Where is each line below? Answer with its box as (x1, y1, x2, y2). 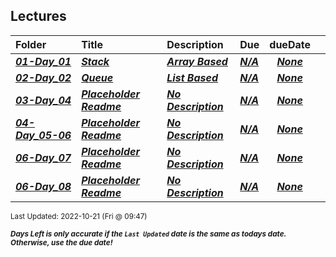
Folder (15, 37, 47, 51)
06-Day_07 (15, 150, 72, 164)
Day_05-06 (15, 128, 72, 142)
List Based (166, 70, 218, 84)
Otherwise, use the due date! (10, 237, 113, 248)
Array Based (166, 54, 228, 68)
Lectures (10, 8, 67, 25)
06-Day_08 (15, 179, 72, 193)
